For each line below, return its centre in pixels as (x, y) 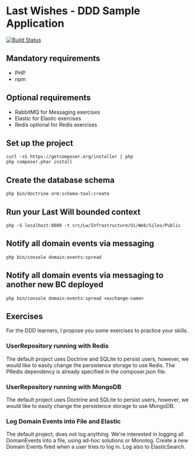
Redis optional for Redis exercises (56, 124)
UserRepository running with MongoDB (64, 387)
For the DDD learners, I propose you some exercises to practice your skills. (97, 330)
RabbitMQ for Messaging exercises (57, 112)
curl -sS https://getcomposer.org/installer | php (70, 157)
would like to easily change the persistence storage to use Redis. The (91, 365)
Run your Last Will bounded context (73, 212)
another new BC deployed (55, 285)
